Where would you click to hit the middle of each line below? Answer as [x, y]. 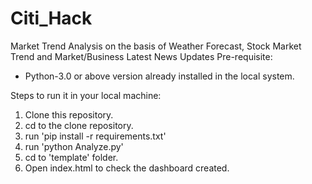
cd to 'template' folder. [71, 157]
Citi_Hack [51, 18]
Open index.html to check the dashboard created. [127, 168]
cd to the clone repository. [79, 125]
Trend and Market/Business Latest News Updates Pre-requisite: [141, 56]
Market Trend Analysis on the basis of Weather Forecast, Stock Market [156, 46]
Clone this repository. [69, 114]
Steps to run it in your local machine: [86, 95]
